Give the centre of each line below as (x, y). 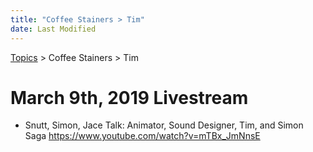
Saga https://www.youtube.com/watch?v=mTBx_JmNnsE (142, 136)
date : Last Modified (53, 29)
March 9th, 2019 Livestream (129, 97)
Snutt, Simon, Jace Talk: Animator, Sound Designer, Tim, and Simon (164, 125)
